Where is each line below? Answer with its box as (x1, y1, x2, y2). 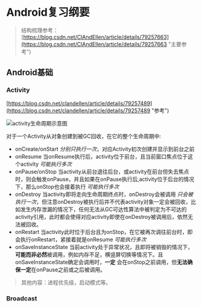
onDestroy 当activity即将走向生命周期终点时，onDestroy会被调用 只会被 (14, 191, 194, 198)
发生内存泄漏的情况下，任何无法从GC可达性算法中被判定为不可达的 (20, 206, 187, 213)
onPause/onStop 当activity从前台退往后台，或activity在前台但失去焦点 (14, 168, 189, 175)
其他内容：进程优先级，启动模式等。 (21, 279, 112, 286)
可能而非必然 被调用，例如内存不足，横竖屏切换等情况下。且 (14, 251, 163, 258)
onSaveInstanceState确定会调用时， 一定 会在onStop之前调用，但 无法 (14, 258, 188, 265)
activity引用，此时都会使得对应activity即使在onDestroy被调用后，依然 (14, 213, 188, 220)
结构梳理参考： (21, 27, 58, 34)
